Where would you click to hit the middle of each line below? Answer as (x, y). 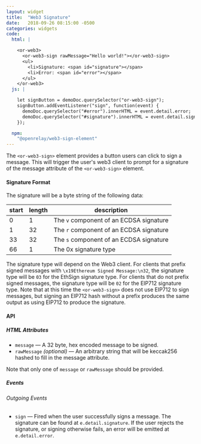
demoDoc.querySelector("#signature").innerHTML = (85, 117)
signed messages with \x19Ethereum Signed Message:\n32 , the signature (95, 270)
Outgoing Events (27, 398)
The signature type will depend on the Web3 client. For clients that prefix (96, 264)
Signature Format (28, 182)
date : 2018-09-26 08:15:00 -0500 (51, 23)
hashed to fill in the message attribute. (62, 357)
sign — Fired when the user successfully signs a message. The (93, 416)
